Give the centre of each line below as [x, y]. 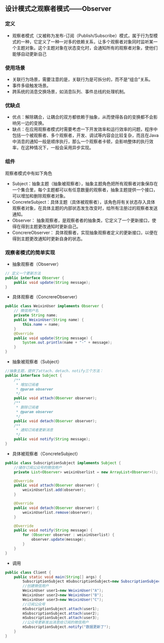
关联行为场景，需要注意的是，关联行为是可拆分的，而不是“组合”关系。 [82, 79]
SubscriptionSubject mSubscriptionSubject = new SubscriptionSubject [92, 581]
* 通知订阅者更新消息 [35, 430]
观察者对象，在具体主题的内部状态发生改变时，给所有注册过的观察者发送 [85, 208]
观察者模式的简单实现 [30, 253]
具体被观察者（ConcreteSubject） [46, 454]
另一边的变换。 [31, 123]
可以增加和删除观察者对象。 [40, 196]
